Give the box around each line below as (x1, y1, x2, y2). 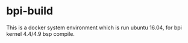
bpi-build (6, 4, 53, 18)
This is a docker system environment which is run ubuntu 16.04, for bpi (6, 24, 182, 31)
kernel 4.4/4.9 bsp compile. (6, 30, 75, 37)
